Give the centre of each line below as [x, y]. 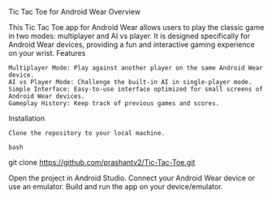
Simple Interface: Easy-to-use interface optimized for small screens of [136, 89]
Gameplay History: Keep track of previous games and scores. [114, 104]
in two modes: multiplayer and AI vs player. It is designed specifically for [129, 36]
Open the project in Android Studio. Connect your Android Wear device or [132, 178]
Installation [27, 118]
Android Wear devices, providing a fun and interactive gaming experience [132, 44]
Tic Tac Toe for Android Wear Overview [74, 12]
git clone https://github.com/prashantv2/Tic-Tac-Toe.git [102, 162]
